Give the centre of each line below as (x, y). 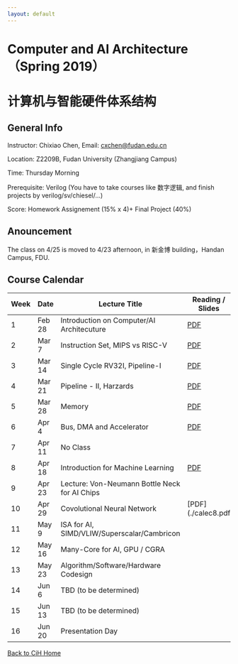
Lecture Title (120, 304)
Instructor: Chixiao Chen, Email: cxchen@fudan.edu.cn (87, 145)
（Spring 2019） (56, 66)
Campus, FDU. (28, 257)
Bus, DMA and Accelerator (104, 427)
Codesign (77, 575)
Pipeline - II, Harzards (97, 386)
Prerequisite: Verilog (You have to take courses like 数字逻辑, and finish (111, 187)
